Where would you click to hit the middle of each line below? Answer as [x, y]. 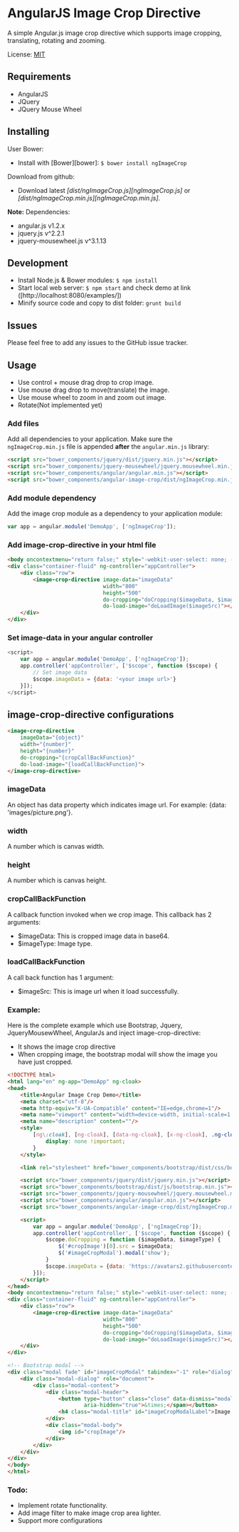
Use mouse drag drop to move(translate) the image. [94, 390]
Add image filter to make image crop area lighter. [89, 1513]
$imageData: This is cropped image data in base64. [93, 936]
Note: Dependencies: [39, 211]
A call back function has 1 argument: [60, 977]
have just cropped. [45, 1062]
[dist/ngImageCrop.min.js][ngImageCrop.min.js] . [89, 198]
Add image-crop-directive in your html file [82, 545]
